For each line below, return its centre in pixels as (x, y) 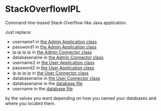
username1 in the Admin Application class (54, 42)
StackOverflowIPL (43, 9)
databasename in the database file (47, 83)
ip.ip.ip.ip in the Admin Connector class (52, 52)
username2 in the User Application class (53, 62)
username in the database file (42, 88)
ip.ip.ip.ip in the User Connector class (50, 73)
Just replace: (18, 32)
